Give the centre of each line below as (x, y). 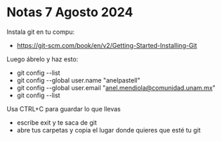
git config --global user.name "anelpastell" (79, 80)
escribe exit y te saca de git (57, 122)
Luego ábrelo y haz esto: (43, 59)
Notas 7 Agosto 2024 (70, 12)
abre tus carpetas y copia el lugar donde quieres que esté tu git (109, 130)
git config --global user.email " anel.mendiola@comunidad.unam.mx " (116, 87)
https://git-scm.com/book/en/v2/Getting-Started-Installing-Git (107, 45)
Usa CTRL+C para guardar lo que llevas (64, 109)
